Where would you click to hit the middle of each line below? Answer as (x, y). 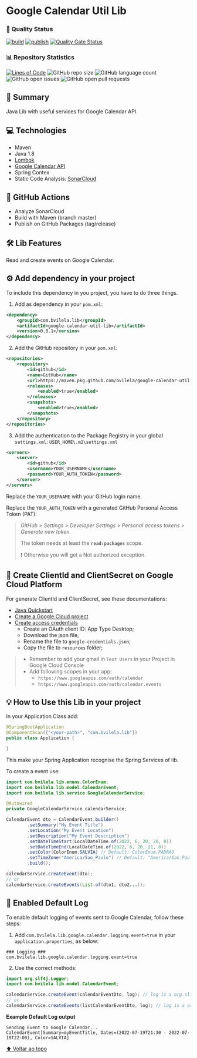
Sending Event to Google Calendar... (52, 1027)
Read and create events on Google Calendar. (60, 260)
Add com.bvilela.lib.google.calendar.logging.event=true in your (95, 935)
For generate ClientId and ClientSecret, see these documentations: (86, 599)
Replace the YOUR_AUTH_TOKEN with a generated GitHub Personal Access (92, 508)
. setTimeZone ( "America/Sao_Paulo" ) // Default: (86, 858)
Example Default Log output (41, 1016)
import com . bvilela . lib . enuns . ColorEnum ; (57, 782)
